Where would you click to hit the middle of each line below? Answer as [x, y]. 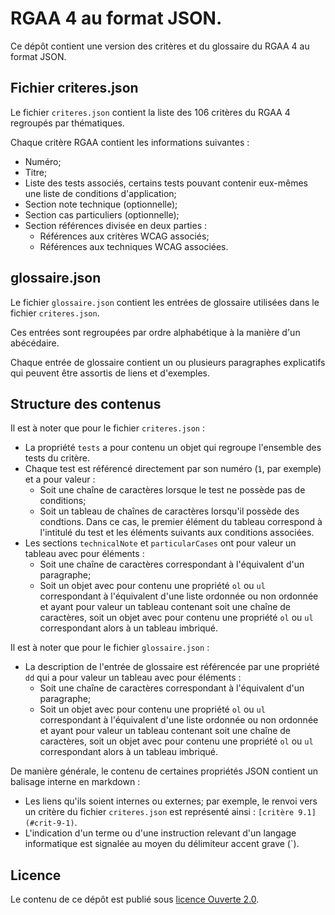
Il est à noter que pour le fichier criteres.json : [108, 428]
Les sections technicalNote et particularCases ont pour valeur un [160, 543]
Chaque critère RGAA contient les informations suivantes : [130, 142]
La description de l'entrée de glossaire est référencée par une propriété [172, 667]
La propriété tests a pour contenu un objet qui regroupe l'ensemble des [173, 448]
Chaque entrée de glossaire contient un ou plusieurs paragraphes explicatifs [168, 362]
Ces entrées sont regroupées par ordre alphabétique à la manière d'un [155, 332]
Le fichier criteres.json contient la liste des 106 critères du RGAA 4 [150, 112]
